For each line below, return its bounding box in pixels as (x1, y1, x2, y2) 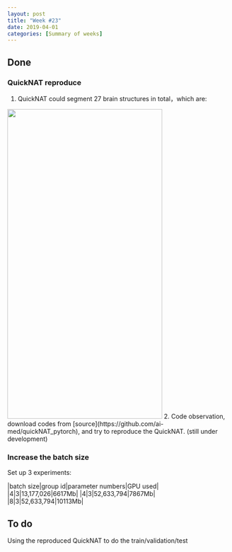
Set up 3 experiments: (7, 468, 72, 477)
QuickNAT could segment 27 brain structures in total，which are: (17, 94, 207, 103)
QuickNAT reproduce (7, 77, 81, 87)
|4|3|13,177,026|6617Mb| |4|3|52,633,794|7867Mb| (7, 490, 156, 498)
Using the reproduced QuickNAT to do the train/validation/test (7, 536, 188, 545)
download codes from (7, 419, 72, 428)
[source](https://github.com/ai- (73, 419, 164, 428)
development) (7, 435, 48, 443)
